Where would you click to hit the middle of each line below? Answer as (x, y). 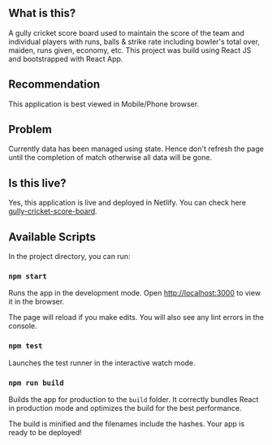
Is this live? (37, 183)
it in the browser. (37, 302)
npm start (28, 276)
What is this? (42, 13)
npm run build (36, 382)
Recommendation (54, 84)
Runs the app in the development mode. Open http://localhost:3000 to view (135, 293)
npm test (26, 346)
